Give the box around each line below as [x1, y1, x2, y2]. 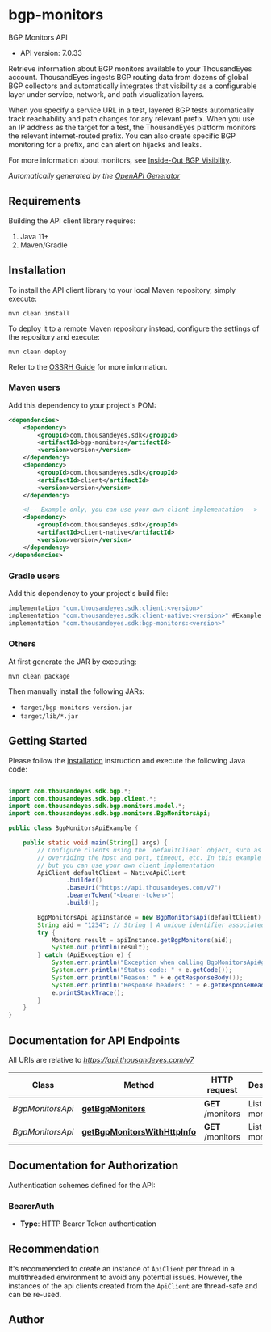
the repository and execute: [8, 332, 100, 341]
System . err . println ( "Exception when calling [51, 958, 204, 967]
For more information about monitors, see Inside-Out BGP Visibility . [8, 155, 231, 165]
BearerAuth [8, 1200, 55, 1211]
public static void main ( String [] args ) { [23, 839, 168, 847]
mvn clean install [8, 309, 70, 317]
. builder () [65, 876, 103, 885]
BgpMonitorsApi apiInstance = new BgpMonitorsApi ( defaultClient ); [37, 913, 265, 921]
